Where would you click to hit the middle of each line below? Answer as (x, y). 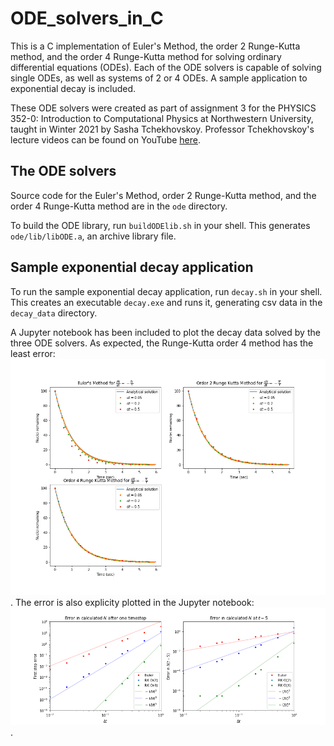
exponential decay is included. (73, 88)
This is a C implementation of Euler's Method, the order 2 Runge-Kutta (155, 46)
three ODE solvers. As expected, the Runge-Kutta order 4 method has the (162, 343)
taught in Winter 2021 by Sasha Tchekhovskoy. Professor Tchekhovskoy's (162, 129)
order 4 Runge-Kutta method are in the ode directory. (119, 206)
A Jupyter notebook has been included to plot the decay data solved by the (165, 332)
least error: (33, 353)
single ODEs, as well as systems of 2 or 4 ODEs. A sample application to (159, 78)
